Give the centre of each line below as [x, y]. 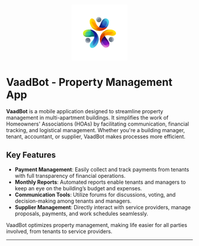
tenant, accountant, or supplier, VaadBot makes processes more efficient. [96, 136]
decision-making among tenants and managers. [73, 201]
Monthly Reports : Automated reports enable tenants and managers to [100, 182]
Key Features [31, 155]
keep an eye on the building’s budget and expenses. [78, 188]
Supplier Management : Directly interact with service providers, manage [103, 207]
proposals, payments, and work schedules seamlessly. [81, 213]
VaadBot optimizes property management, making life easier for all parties [97, 225]
